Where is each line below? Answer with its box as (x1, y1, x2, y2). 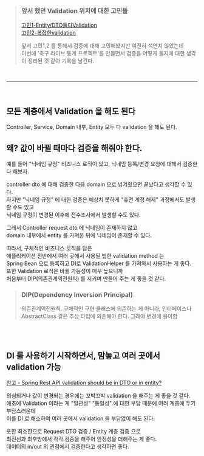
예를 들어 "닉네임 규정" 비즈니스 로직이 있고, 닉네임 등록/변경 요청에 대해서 (6, 160, 182, 167)
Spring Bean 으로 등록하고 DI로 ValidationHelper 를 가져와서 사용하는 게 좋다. (6, 260, 192, 267)
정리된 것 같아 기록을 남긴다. (27, 57, 94, 64)
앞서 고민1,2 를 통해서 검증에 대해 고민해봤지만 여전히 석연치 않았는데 (21, 42, 184, 49)
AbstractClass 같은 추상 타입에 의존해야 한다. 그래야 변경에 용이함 (21, 313, 178, 320)
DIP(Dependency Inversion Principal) (21, 290, 134, 299)
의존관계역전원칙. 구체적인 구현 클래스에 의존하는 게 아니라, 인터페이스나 (21, 305, 192, 313)
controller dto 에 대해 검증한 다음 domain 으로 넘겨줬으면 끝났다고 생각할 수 (6, 181, 186, 188)
